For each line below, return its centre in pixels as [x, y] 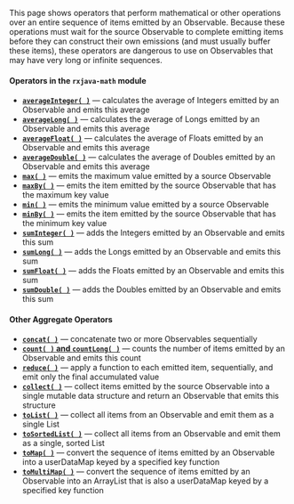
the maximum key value [65, 195]
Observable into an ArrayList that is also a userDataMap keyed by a [145, 481]
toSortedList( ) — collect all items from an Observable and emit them [151, 434]
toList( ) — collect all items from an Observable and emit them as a [148, 415]
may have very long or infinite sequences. [86, 60]
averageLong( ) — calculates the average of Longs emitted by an [141, 119]
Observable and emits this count [82, 358]
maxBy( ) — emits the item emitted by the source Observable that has [149, 185]
